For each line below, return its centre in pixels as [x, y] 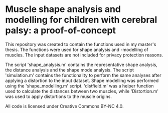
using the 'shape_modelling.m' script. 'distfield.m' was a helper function [79, 85]
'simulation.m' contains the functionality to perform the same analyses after [83, 75]
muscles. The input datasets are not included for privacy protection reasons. [84, 55]
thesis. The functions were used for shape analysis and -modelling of [77, 49]
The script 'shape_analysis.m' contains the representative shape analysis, [81, 64]
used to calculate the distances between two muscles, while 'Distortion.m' [82, 91]
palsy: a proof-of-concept [61, 30]
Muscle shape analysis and [63, 9]
